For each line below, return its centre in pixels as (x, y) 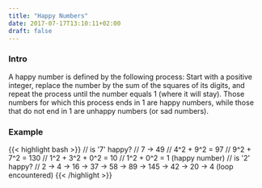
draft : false (30, 31)
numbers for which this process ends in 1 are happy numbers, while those (131, 102)
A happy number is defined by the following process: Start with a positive (131, 77)
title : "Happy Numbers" (49, 16)
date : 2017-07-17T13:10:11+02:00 (65, 23)
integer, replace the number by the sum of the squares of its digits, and (127, 85)
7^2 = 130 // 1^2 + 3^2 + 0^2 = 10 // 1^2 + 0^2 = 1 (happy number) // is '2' (129, 157)
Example (26, 132)
